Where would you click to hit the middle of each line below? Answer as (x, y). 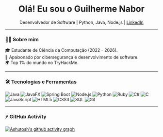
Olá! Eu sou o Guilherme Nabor (81, 9)
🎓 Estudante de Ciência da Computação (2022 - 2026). (61, 50)
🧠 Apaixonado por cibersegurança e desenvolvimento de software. (72, 57)
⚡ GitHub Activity (26, 117)
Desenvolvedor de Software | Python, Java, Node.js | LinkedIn (81, 22)
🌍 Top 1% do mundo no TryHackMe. (42, 63)
